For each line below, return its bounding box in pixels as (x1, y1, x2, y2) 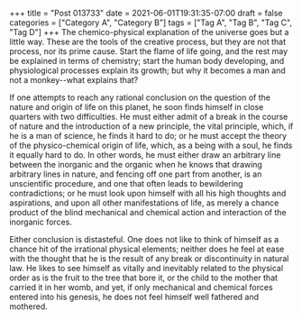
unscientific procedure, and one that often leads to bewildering (9, 178, 243, 188)
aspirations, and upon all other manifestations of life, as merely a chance (9, 197, 279, 208)
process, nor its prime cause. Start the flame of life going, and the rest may (9, 46, 288, 57)
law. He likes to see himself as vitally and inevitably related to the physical (9, 263, 284, 273)
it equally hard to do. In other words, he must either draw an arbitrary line (9, 150, 281, 160)
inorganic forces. (9, 216, 72, 227)
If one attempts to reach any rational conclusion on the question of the (9, 92, 270, 103)
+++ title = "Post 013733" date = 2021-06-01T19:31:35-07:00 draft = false (9, 8, 283, 18)
